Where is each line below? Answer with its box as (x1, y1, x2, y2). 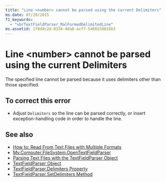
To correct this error (5, 97, 71, 105)
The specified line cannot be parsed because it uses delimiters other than (5, 76, 161, 82)
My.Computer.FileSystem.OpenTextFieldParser (12, 149, 111, 155)
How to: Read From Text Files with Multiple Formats (12, 144, 122, 150)
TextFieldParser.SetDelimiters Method (12, 171, 93, 177)
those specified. (5, 82, 39, 88)
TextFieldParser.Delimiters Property (12, 166, 88, 172)
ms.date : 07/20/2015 (5, 12, 50, 17)
